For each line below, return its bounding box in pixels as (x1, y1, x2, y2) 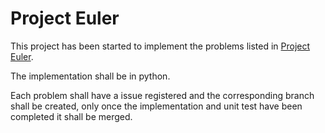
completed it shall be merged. (10, 110, 133, 122)
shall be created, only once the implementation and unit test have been (10, 100, 303, 112)
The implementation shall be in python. (10, 70, 171, 82)
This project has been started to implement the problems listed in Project (10, 40, 311, 52)
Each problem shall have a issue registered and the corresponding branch (10, 89, 315, 101)
